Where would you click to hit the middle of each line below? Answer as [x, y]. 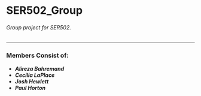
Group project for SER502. [39, 27]
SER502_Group [44, 10]
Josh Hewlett [32, 81]
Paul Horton [30, 88]
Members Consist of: [37, 56]
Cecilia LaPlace [35, 75]
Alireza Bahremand [39, 68]
